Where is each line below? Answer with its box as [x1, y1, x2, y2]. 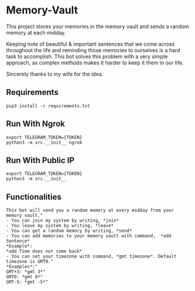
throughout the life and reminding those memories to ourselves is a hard [6, 46, 180, 53]
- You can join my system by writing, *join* [6, 218, 119, 224]
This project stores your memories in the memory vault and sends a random [6, 23, 189, 30]
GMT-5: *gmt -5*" [6, 279, 49, 285]
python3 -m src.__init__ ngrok [6, 139, 83, 145]
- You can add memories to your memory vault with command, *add [6, 233, 172, 239]
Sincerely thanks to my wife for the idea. [6, 70, 104, 77]
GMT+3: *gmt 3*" [6, 269, 46, 275]
